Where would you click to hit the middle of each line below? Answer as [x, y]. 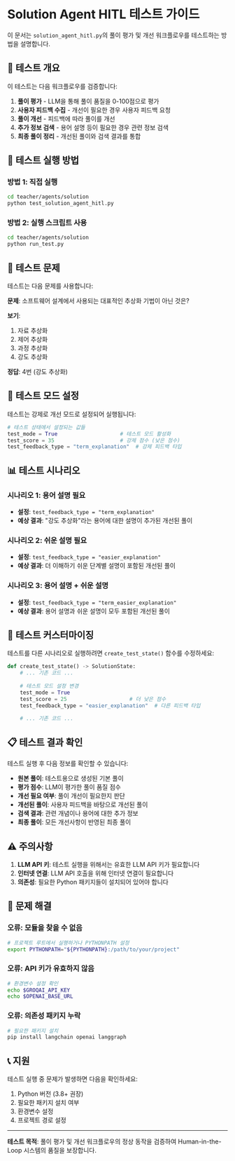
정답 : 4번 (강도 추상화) [38, 372]
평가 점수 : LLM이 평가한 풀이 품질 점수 [69, 787]
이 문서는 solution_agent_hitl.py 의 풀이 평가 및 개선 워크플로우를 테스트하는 [114, 35]
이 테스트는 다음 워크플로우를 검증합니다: [62, 86]
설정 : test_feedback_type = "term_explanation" [86, 512]
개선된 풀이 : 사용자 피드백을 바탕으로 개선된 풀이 [83, 805]
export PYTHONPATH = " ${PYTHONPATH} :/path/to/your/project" [93, 950]
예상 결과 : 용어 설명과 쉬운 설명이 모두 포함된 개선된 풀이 [93, 611]
